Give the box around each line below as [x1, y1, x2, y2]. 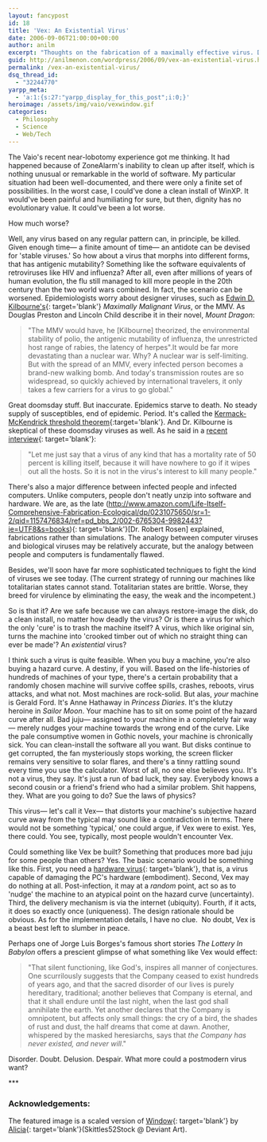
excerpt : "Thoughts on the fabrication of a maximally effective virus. [8, 49, 254, 57]
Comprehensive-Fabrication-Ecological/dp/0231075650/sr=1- [8, 507, 211, 516]
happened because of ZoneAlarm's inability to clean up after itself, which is [8, 160, 255, 170]
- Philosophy [15, 116, 59, 124]
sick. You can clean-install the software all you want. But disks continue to [8, 740, 252, 749]
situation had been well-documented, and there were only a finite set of [8, 177, 242, 187]
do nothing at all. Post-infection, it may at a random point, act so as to [8, 881, 237, 890]
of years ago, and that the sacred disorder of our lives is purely [27, 979, 234, 989]
